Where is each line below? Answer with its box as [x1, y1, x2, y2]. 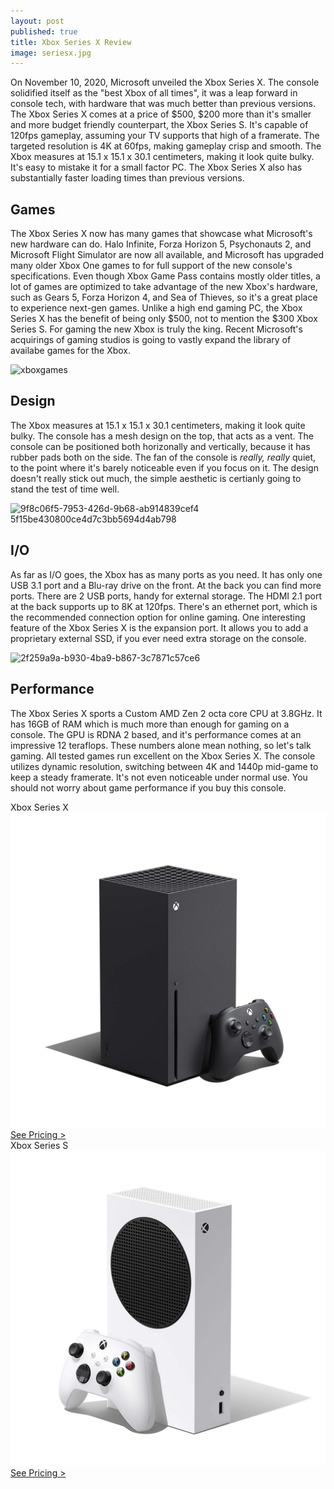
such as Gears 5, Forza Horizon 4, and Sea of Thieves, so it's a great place [10, 291, 318, 304]
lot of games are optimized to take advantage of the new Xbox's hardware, [10, 281, 318, 293]
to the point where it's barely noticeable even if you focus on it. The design [10, 461, 319, 474]
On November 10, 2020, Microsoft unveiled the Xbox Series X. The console [10, 76, 320, 89]
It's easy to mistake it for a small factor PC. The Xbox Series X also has [10, 161, 303, 174]
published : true [10, 26, 78, 37]
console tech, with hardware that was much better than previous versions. [10, 98, 316, 110]
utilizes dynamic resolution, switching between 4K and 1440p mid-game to [10, 760, 319, 772]
